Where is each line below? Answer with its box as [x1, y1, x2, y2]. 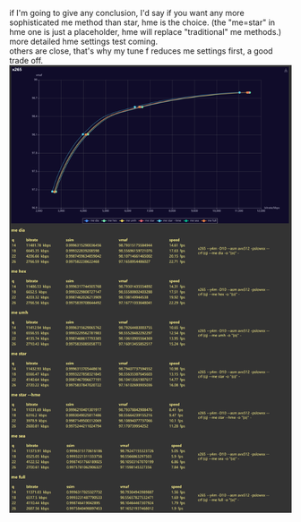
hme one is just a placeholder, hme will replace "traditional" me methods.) [9, 27, 282, 37]
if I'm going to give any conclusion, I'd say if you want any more [9, 8, 245, 18]
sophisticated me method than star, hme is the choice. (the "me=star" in [9, 17, 276, 28]
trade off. [9, 56, 43, 65]
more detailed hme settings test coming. [9, 36, 159, 47]
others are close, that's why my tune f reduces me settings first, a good [9, 46, 273, 56]
